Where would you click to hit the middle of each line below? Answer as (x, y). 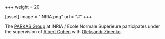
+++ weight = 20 (22, 7)
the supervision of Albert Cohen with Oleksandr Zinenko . (64, 31)
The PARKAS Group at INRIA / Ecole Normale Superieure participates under (82, 26)
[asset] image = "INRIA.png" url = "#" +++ (49, 17)
